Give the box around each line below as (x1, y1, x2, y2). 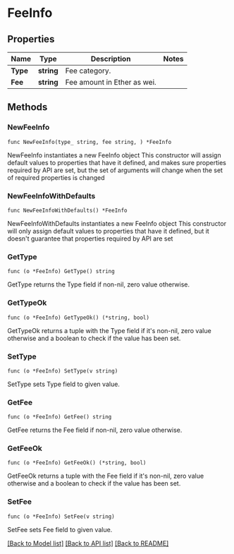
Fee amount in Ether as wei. (65, 78, 156, 87)
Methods (7, 101, 48, 114)
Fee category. (65, 66, 111, 76)
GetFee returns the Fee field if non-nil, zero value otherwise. (7, 426, 183, 435)
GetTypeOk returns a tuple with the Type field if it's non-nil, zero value (7, 326, 211, 335)
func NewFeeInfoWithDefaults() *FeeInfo (7, 207, 128, 214)
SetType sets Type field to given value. (7, 380, 120, 388)
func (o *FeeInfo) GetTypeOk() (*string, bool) (7, 314, 150, 321)
